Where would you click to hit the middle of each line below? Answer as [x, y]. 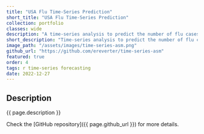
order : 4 [17, 62]
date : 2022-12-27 [28, 74]
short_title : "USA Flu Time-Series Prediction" [68, 18]
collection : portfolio [35, 23]
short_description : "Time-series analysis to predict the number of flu [100, 40]
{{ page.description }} [34, 113]
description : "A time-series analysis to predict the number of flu [95, 34]
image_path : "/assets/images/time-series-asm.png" [72, 46]
